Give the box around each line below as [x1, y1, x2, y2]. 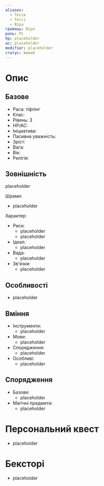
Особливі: [12, 355, 34, 361]
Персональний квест [5, 423, 99, 434]
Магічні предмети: [12, 400, 53, 406]
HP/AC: [12, 122, 28, 128]
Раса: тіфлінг [12, 106, 41, 112]
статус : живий [5, 50, 36, 55]
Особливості [5, 281, 48, 289]
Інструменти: [12, 323, 42, 329]
